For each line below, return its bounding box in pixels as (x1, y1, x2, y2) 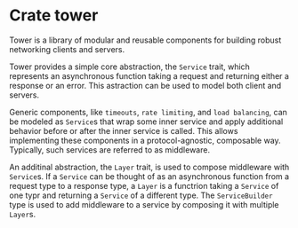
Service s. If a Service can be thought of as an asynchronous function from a (9, 170, 290, 182)
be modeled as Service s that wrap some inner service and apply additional (9, 116, 284, 127)
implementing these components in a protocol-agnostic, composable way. (9, 135, 282, 145)
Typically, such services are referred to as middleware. (9, 144, 211, 155)
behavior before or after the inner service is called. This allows (9, 125, 238, 136)
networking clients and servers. (9, 43, 125, 54)
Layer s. (9, 208, 36, 219)
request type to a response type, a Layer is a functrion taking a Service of (9, 180, 279, 191)
